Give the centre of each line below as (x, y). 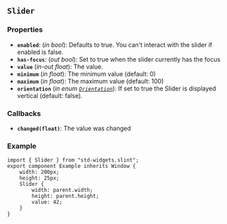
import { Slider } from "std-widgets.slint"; (73, 160)
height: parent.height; (65, 196)
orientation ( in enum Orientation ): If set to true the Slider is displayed (117, 88)
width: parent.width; (63, 190)
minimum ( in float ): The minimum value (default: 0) (86, 74)
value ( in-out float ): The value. (60, 66)
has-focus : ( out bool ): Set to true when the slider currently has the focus (119, 59)
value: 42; (47, 202)
